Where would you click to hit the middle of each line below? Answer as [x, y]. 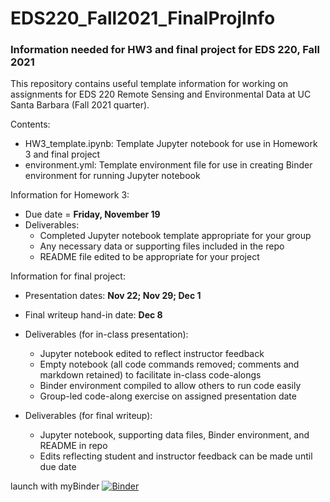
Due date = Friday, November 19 [92, 214]
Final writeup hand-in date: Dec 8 [93, 315]
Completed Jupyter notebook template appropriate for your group [175, 236]
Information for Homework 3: [70, 195]
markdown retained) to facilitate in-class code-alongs [150, 375]
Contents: [30, 124]
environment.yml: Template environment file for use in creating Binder [168, 165]
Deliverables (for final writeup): [88, 416]
